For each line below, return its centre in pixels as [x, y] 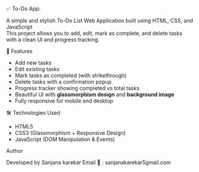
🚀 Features [19, 51]
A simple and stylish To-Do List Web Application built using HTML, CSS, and [100, 21]
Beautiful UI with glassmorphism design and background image [94, 94]
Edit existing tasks [37, 69]
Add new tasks [33, 63]
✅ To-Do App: [23, 9]
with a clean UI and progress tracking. [53, 39]
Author [15, 151]
